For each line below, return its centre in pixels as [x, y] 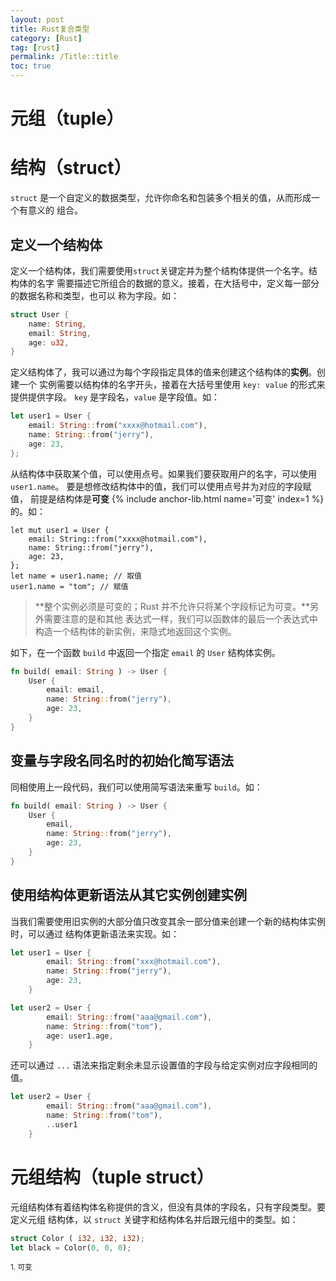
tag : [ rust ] [35, 47]
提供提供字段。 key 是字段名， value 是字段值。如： [115, 397]
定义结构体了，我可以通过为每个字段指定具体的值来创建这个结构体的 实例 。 [163, 372]
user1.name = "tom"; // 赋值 [69, 586]
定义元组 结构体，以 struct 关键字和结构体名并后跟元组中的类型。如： [154, 1219]
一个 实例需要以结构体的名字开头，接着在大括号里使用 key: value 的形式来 [172, 385]
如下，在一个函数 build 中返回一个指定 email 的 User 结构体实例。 [145, 652]
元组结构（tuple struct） [112, 1177]
